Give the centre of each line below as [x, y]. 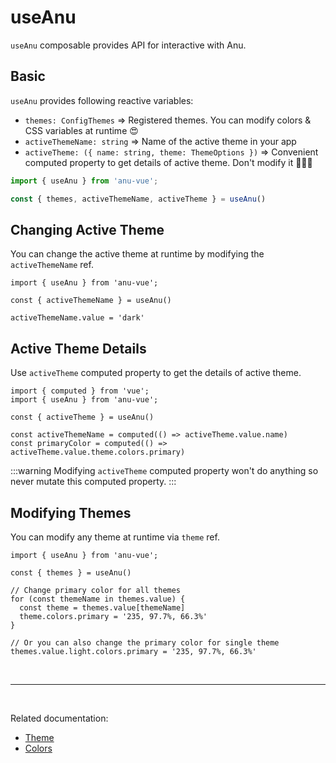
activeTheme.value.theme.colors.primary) [98, 452]
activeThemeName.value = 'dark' [77, 318]
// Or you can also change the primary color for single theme [145, 642]
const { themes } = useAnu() [71, 572]
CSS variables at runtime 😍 [81, 130]
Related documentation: [59, 718]
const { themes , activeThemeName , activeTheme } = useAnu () [138, 199]
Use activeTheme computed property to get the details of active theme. [156, 373]
